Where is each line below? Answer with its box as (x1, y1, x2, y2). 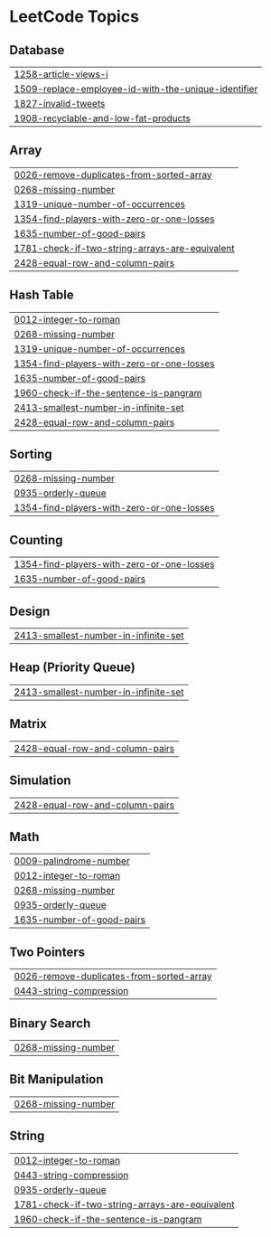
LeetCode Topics (9, 6, 140, 27)
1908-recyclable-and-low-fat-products (14, 112, 192, 124)
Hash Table (9, 288, 74, 303)
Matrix (9, 716, 47, 732)
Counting (9, 532, 63, 548)
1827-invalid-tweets (14, 98, 106, 109)
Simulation (9, 773, 71, 788)
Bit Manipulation (9, 1072, 104, 1087)
